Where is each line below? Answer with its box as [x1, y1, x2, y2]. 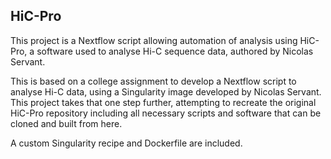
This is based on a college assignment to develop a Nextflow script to [10, 75, 297, 87]
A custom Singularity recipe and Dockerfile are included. [10, 137, 243, 149]
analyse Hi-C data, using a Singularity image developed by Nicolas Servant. [10, 85, 322, 98]
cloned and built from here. [10, 117, 123, 129]
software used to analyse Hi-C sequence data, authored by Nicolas [36, 45, 314, 57]
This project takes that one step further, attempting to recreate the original [10, 96, 317, 108]
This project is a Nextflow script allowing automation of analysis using [10, 34, 298, 46]
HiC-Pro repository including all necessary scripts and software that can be [10, 107, 322, 119]
